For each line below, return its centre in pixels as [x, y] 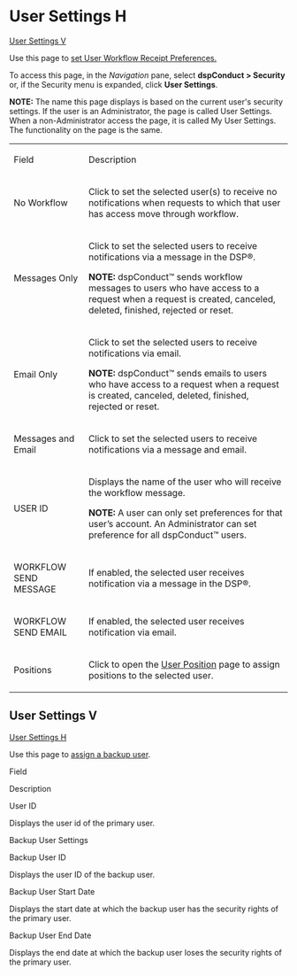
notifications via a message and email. [168, 449]
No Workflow [41, 203]
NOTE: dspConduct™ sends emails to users [178, 373]
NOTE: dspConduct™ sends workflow [165, 276]
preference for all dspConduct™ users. [168, 535]
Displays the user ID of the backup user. [82, 874]
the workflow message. [137, 492]
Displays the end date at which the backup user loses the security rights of [146, 952]
